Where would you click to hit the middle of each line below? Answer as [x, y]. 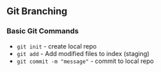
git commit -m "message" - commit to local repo [85, 61]
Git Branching [37, 11]
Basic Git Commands [43, 31]
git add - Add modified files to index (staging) [83, 53]
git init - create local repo [56, 46]
